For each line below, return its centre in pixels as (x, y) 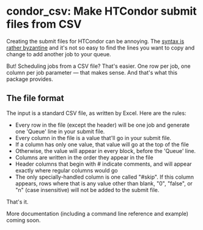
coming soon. (24, 220)
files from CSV (44, 24)
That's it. (17, 202)
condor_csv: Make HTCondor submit (102, 11)
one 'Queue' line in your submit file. (60, 131)
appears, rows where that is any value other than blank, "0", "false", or (104, 183)
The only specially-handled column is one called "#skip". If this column (105, 177)
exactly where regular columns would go (66, 170)
